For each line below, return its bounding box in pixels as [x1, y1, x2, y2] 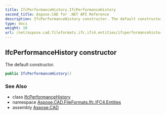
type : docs [5, 21, 28, 26]
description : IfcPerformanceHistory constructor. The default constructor [5, 16, 163, 21]
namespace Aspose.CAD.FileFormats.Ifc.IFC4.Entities [12, 99, 121, 105]
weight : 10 [5, 26, 28, 31]
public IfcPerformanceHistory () [5, 71, 72, 76]
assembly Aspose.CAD [12, 104, 59, 110]
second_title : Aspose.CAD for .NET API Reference [5, 12, 110, 17]
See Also [5, 82, 27, 89]
